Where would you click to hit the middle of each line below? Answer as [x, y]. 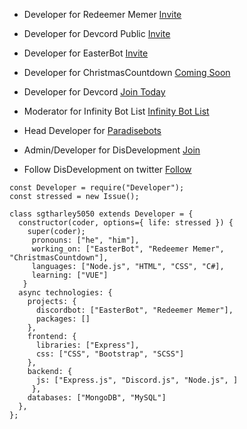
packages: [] [63, 319]
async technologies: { [65, 293]
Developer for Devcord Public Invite [97, 33]
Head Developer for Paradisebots [92, 130]
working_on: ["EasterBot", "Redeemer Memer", [128, 249]
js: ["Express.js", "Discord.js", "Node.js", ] [137, 380]
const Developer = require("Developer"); [97, 188]
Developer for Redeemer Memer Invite [102, 14]
